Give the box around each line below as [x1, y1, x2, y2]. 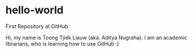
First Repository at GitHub [5, 23, 68, 30]
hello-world [5, 3, 64, 17]
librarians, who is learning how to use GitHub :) [5, 40, 119, 47]
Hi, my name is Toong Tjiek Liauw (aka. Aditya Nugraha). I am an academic [5, 34, 188, 41]
